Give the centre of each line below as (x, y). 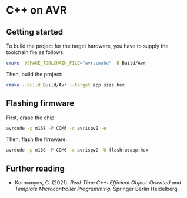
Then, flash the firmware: (37, 139)
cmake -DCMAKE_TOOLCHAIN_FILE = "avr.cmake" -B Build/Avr (76, 63)
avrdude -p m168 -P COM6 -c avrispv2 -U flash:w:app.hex (77, 150)
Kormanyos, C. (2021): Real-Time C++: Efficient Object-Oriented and (98, 183)
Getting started (35, 32)
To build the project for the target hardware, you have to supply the (87, 46)
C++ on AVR (36, 10)
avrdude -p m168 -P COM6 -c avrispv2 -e (56, 128)
